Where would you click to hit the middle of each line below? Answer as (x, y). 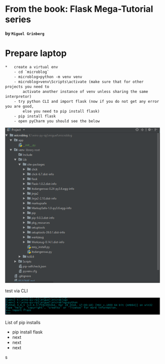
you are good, (20, 106)
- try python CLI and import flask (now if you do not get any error (87, 101)
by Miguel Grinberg (25, 33)
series (18, 19)
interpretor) (18, 96)
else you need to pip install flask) (61, 111)
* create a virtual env (31, 67)
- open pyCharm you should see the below (57, 121)
